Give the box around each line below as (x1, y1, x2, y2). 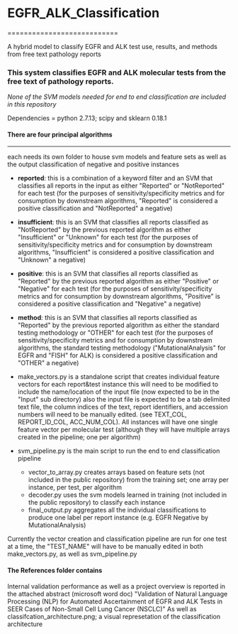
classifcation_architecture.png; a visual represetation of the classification (7, 612, 221, 620)
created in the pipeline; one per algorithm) (17, 433, 141, 441)
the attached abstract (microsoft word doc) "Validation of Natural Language (7, 589, 228, 598)
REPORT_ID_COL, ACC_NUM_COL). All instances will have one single (17, 418, 218, 426)
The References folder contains (7, 566, 103, 575)
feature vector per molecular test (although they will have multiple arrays (17, 425, 230, 434)
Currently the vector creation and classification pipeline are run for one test (7, 534, 227, 543)
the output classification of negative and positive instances (7, 160, 179, 168)
